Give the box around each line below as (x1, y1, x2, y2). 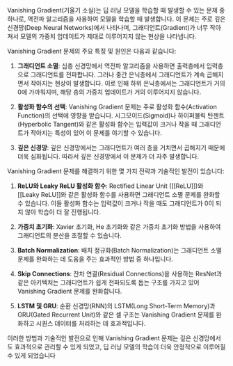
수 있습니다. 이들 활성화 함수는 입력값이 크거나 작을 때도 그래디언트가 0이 (17, 199, 214, 207)
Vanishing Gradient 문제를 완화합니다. (17, 287, 122, 295)
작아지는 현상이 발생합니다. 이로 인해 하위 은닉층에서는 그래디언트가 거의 (30, 79, 226, 87)
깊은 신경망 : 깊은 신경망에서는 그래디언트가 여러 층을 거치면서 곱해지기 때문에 (17, 143, 225, 152)
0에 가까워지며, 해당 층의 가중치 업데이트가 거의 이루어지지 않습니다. (17, 88, 202, 96)
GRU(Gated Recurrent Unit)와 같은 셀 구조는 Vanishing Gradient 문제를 (17, 310, 215, 319)
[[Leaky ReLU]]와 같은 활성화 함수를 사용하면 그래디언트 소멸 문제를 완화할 (17, 191, 220, 198)
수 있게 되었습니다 (7, 351, 56, 360)
